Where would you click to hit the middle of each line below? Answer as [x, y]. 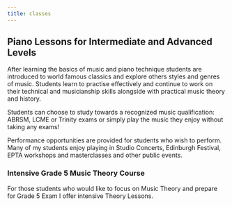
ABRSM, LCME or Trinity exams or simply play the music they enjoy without [115, 119]
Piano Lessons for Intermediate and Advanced [110, 42]
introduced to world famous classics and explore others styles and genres [114, 76]
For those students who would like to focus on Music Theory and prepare [113, 188]
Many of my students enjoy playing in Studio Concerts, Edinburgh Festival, [114, 148]
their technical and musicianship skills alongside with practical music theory [116, 92]
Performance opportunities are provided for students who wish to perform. [115, 140]
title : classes [29, 14]
